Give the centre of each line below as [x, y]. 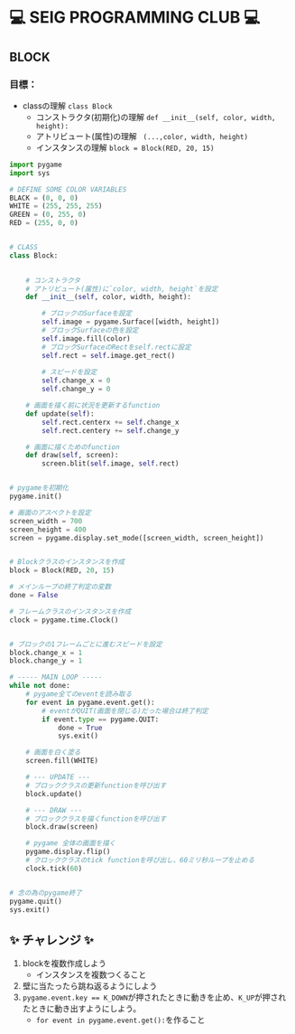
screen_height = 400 [48, 530]
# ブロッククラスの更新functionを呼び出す [96, 785]
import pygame [36, 164]
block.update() [54, 794]
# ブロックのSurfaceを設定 [87, 314]
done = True [80, 728]
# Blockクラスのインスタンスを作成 [67, 562]
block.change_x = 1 [46, 653]
